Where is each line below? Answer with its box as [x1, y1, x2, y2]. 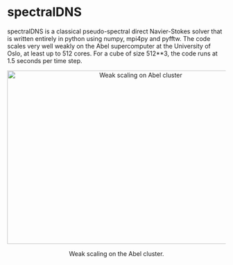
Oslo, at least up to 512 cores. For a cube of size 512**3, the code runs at [7, 49, 218, 58]
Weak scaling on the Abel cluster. [69, 249, 164, 257]
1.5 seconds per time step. [7, 56, 83, 65]
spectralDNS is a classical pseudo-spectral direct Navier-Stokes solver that [7, 27, 223, 35]
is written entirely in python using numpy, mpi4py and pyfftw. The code [7, 34, 211, 42]
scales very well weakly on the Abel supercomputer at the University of [7, 42, 212, 50]
